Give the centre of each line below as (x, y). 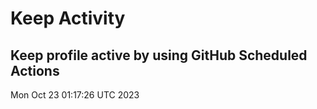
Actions (35, 70)
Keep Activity (68, 18)
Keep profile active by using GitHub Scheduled (159, 55)
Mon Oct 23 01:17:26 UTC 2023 (75, 95)
